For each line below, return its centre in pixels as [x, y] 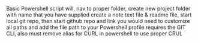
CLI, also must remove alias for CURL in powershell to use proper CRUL [94, 34]
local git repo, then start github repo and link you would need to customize [98, 21]
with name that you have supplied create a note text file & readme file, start [99, 15]
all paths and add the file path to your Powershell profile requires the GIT [96, 27]
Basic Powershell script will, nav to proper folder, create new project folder [98, 9]
